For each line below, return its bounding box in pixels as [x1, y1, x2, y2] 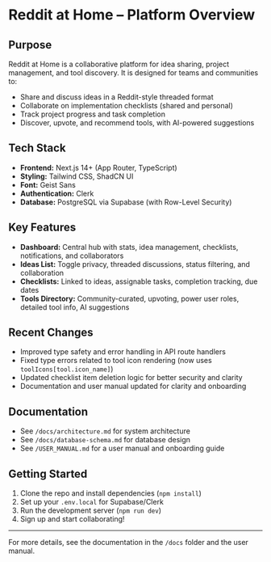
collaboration [19, 268, 65, 277]
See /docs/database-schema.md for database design [19, 435, 191, 445]
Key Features [8, 221, 77, 235]
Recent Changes [8, 326, 94, 340]
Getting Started [8, 467, 88, 480]
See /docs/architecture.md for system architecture [19, 426, 191, 436]
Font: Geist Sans [19, 180, 77, 189]
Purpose [8, 38, 52, 52]
